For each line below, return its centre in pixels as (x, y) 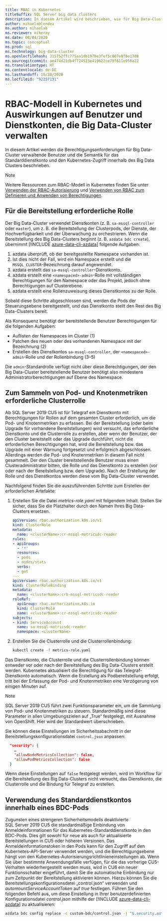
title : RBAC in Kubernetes (33, 10)
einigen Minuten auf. (26, 686)
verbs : (24, 567)
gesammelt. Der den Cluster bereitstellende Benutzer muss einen (72, 460)
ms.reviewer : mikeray (28, 33)
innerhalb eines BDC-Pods (47, 808)
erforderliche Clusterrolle (45, 400)
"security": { (24, 746)
